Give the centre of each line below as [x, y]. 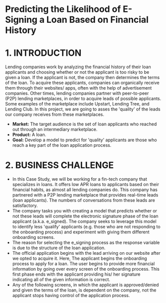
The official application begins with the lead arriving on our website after [86, 253]
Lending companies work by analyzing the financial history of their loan [78, 67]
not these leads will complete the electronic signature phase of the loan [85, 216]
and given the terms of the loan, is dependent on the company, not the [84, 290]
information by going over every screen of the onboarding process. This [86, 269]
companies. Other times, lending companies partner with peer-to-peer [77, 94]
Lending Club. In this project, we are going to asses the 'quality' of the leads [83, 109]
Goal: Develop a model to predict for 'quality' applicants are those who [84, 140]
